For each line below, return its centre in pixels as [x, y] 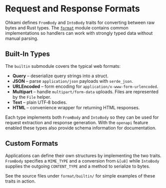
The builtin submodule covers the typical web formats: [63, 66]
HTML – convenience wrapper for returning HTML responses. [76, 107]
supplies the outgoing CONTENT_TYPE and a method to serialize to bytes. [78, 166]
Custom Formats [32, 143]
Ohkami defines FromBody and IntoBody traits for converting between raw [80, 22]
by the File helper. [32, 97]
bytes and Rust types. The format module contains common [67, 27]
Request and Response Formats [72, 9]
